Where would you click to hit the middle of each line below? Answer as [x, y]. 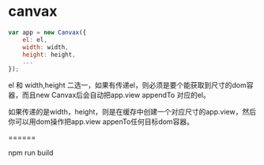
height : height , [49, 54]
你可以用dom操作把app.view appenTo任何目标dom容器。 [101, 122]
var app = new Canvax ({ [47, 32]
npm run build [31, 153]
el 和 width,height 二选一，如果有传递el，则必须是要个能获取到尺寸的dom [127, 85]
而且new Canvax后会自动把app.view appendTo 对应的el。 [116, 95]
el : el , [35, 39]
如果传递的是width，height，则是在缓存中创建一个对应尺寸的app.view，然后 [132, 112]
